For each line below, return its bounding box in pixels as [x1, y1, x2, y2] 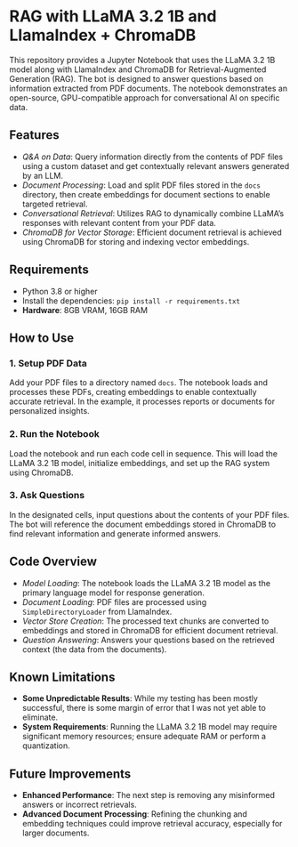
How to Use [9, 330, 75, 345]
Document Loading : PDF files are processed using [21, 596, 207, 607]
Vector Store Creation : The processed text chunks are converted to [21, 616, 270, 626]
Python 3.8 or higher [21, 286, 98, 296]
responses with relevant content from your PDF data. [21, 217, 216, 228]
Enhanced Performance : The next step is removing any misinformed [21, 790, 276, 801]
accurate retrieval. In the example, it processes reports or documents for [9, 396, 276, 407]
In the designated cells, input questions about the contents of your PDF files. [9, 509, 290, 520]
